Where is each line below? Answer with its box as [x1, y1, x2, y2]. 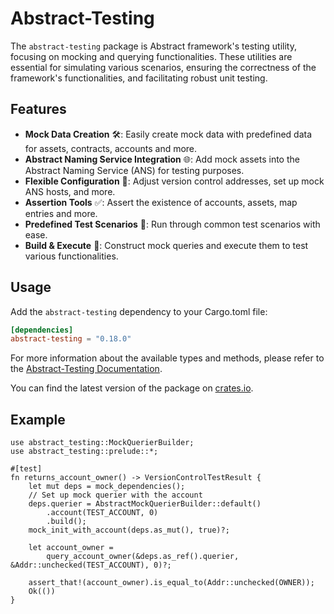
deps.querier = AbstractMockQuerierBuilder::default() [28, 499, 262, 509]
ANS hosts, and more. [24, 185, 116, 197]
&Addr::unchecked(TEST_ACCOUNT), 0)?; [10, 560, 172, 571]
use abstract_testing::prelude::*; [10, 447, 159, 457]
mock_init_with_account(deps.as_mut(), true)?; [28, 525, 230, 536]
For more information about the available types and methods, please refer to [10, 352, 325, 364]
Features [10, 101, 67, 118]
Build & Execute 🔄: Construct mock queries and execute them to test [24, 239, 309, 251]
